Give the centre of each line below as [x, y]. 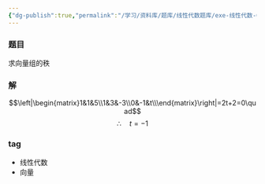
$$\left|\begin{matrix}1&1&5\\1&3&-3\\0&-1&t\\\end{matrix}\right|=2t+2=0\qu [132, 103]
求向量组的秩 [29, 63]
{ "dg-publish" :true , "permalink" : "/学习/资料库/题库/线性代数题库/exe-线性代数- [132, 15]
